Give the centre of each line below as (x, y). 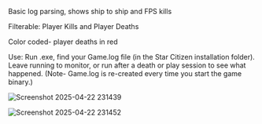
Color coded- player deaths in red (63, 42)
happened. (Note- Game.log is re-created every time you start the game (125, 73)
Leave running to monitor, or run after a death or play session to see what (127, 65)
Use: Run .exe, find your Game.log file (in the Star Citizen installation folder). (132, 57)
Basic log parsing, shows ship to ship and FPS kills (90, 11)
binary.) (20, 82)
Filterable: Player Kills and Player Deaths (74, 26)
